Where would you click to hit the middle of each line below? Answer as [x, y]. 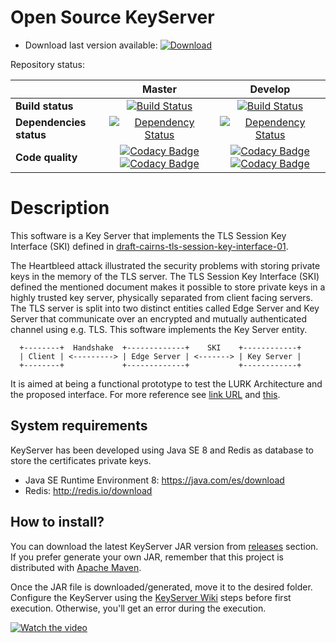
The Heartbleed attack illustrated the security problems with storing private [165, 265]
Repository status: [48, 64]
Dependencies [51, 122]
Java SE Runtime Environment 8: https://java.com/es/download [154, 480]
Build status [44, 106]
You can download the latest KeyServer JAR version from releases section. [164, 546]
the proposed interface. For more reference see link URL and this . [145, 394]
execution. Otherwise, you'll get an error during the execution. [138, 608]
